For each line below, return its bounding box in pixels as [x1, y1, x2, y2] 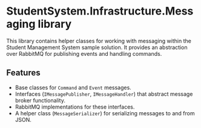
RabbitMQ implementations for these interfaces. [15, 103, 135, 110]
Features [6, 68, 41, 78]
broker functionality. [15, 96, 65, 104]
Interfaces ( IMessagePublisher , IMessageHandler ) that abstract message [15, 90, 193, 98]
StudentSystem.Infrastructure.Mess [6, 4, 194, 18]
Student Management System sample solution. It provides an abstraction [6, 44, 188, 51]
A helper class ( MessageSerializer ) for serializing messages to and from [15, 109, 195, 116]
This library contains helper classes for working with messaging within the [6, 37, 192, 44]
